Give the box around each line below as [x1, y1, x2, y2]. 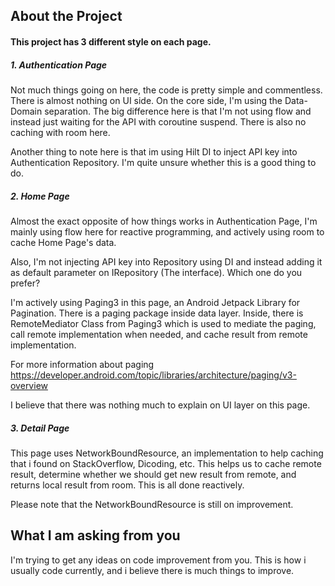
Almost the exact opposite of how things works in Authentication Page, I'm [10, 215, 318, 227]
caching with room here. [10, 126, 111, 138]
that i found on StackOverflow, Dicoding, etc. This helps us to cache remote [10, 457, 322, 469]
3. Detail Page [10, 422, 70, 434]
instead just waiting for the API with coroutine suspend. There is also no [10, 115, 307, 128]
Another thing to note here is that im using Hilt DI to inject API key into [10, 145, 298, 158]
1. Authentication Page [10, 59, 108, 71]
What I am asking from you [10, 527, 181, 544]
